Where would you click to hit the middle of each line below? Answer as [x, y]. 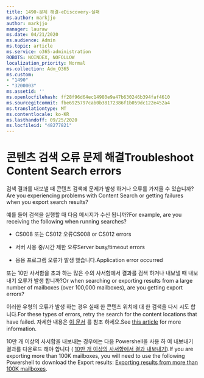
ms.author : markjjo [31, 18]
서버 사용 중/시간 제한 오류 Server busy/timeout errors [80, 247]
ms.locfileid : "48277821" [39, 126]
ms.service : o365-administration [49, 52]
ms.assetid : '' [26, 92]
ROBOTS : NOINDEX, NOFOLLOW [40, 57]
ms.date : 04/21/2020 [33, 35]
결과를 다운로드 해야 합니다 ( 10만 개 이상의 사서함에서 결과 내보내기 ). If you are [100, 349]
